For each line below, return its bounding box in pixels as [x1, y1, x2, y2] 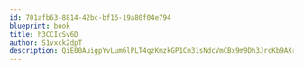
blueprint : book [9, 22, 70, 30]
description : [9, 47, 59, 56]
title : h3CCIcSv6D [9, 30, 78, 39]
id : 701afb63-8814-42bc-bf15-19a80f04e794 [9, 13, 171, 22]
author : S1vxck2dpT [9, 38, 83, 47]
